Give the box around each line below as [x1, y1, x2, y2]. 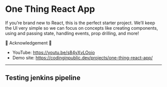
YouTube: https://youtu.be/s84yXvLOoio [12, 49, 95, 55]
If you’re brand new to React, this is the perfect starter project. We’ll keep [5, 20, 155, 26]
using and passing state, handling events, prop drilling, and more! [5, 30, 139, 36]
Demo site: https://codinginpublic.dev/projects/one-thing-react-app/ [12, 54, 153, 60]
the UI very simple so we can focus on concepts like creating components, [5, 25, 158, 31]
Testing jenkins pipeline [5, 74, 81, 82]
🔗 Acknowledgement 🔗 [5, 40, 52, 45]
